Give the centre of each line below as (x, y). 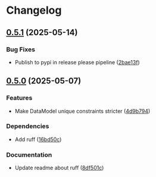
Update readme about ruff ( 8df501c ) (59, 168)
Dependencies (28, 126)
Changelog (34, 10)
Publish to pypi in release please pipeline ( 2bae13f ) (77, 62)
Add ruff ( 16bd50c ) (38, 139)
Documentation (29, 154)
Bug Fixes (21, 49)
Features (19, 98)
